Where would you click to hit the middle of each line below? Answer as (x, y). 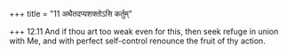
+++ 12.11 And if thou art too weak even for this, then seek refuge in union (144, 31)
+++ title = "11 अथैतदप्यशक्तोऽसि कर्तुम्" (71, 14)
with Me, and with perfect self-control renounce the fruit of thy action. (138, 41)
